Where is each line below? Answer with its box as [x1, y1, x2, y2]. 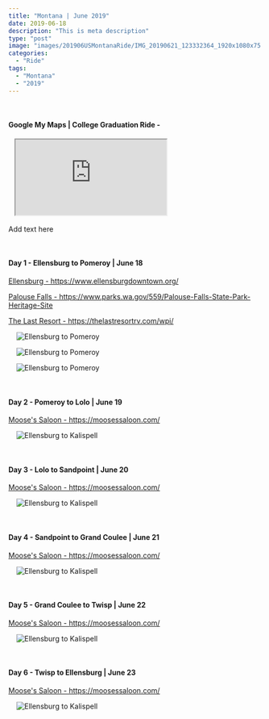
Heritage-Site [8, 300, 54, 310]
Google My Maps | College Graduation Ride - [8, 120, 161, 130]
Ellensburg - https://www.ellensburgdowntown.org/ [8, 276, 179, 286]
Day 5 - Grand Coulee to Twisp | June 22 [8, 600, 147, 610]
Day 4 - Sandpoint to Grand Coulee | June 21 [8, 532, 159, 541]
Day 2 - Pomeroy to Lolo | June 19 [8, 397, 122, 407]
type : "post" [8, 34, 52, 43]
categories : [8, 49, 48, 57]
